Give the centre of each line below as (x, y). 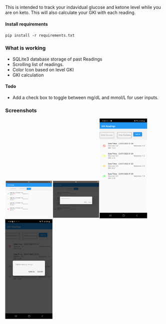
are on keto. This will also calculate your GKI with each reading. (70, 12)
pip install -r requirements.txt (40, 35)
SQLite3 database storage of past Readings (57, 59)
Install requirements (27, 24)
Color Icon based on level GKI (43, 69)
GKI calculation (28, 75)
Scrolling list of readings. (38, 64)
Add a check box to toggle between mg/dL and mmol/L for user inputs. (85, 97)
